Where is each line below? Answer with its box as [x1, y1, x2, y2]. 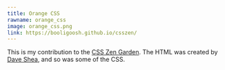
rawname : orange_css [7, 16, 67, 23]
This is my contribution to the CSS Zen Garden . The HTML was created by [7, 48, 218, 56]
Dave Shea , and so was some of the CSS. [7, 56, 126, 64]
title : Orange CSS [7, 10, 60, 17]
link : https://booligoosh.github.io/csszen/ [7, 29, 137, 36]
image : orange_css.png [7, 23, 72, 30]
